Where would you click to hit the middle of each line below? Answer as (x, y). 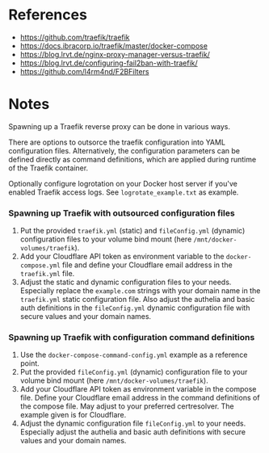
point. (30, 363)
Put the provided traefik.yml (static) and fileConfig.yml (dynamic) (132, 231)
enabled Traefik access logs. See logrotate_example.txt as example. (124, 192)
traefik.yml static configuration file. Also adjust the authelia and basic (137, 300)
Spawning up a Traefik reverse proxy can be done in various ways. (120, 126)
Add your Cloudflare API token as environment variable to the (122, 257)
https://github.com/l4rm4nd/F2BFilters (84, 71)
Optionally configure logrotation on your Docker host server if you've (123, 183)
